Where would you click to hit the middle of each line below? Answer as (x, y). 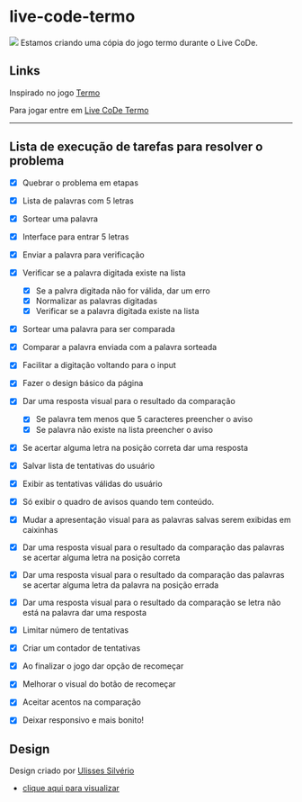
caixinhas (40, 529)
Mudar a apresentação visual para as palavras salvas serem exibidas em (157, 519)
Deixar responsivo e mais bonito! (83, 720)
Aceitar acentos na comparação (81, 702)
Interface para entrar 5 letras (75, 237)
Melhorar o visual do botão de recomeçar (99, 684)
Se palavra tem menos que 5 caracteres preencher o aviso (144, 419)
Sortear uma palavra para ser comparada (98, 329)
